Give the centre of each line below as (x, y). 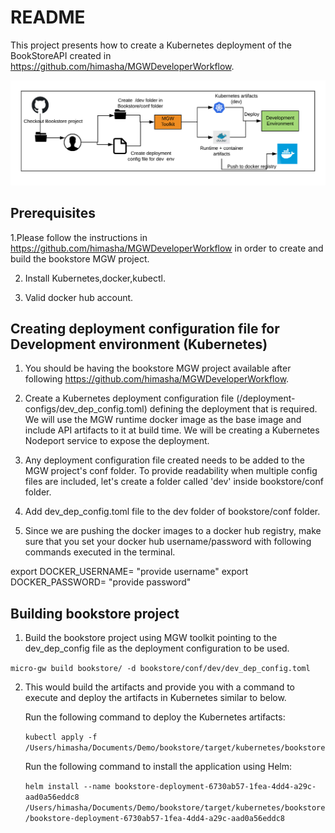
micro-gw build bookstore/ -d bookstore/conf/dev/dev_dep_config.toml (160, 669)
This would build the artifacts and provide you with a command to (159, 687)
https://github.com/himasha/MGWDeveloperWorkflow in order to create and (167, 248)
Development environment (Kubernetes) (139, 344)
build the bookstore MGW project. (80, 258)
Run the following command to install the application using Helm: (158, 767)
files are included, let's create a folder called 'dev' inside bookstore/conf (174, 482)
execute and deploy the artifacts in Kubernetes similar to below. (155, 698)
